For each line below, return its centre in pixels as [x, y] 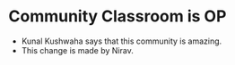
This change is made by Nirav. [77, 50]
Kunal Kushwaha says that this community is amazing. [122, 41]
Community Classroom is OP [117, 16]
